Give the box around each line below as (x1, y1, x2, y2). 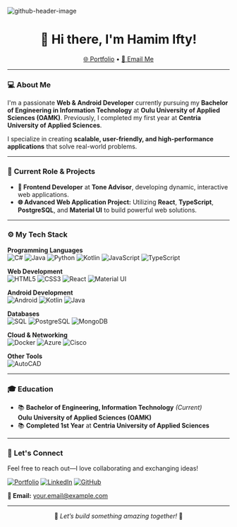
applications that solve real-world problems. (7, 142, 138, 151)
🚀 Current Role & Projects (7, 167, 95, 177)
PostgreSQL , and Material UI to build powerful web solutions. (17, 206, 197, 214)
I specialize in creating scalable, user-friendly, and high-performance (7, 135, 214, 143)
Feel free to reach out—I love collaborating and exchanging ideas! (7, 464, 199, 473)
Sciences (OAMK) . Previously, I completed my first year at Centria (7, 114, 201, 122)
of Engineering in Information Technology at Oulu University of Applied (7, 106, 220, 114)
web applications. (17, 190, 69, 199)
